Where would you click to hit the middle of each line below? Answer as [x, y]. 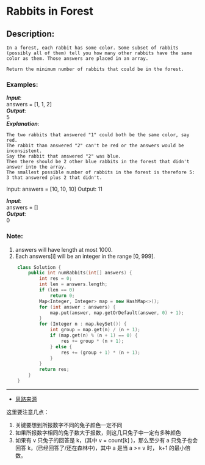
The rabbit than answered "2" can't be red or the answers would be [95, 146]
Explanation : [23, 124]
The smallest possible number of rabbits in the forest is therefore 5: [101, 172]
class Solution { [39, 267]
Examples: [22, 84]
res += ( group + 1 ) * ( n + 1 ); [100, 353]
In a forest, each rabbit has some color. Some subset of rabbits [92, 48]
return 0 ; [62, 295]
